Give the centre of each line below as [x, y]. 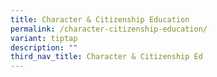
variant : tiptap [44, 38]
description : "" [44, 47]
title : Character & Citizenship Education [100, 19]
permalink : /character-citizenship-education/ [109, 29]
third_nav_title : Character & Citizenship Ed [106, 57]
